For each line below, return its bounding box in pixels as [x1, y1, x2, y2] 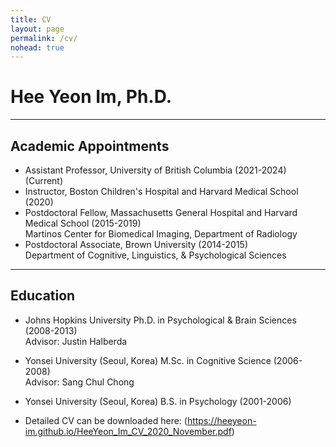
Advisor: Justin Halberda [24, 335, 128, 347]
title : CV [10, 14, 52, 25]
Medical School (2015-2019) [24, 217, 142, 229]
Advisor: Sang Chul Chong [24, 376, 135, 388]
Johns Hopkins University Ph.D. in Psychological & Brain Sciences [24, 314, 297, 326]
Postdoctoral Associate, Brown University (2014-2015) [24, 239, 249, 250]
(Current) [24, 175, 64, 186]
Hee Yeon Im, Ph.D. [10, 86, 173, 108]
